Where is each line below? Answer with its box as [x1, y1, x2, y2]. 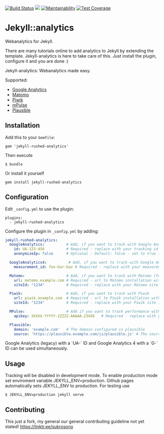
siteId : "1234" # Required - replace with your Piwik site [14, 300, 156, 305]
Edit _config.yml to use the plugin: [5, 206, 74, 212]
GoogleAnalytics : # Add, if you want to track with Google [9, 242, 152, 247]
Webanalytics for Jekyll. [5, 38, 54, 44]
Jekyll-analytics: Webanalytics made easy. [5, 67, 91, 73]
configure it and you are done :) [5, 58, 69, 64]
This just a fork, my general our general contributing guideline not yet [5, 418, 145, 424]
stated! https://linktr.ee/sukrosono [5, 424, 73, 430]
